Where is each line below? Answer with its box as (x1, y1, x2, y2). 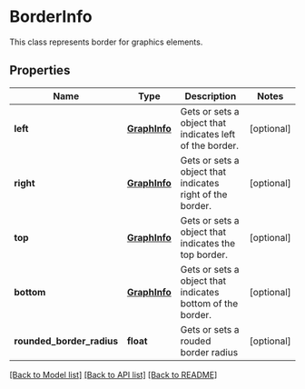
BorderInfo (9, 6, 93, 27)
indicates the (180, 236, 236, 249)
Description (184, 89, 237, 102)
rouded (180, 334, 212, 347)
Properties (9, 63, 71, 78)
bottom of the (180, 297, 239, 310)
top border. (180, 248, 229, 261)
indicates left (180, 127, 236, 140)
